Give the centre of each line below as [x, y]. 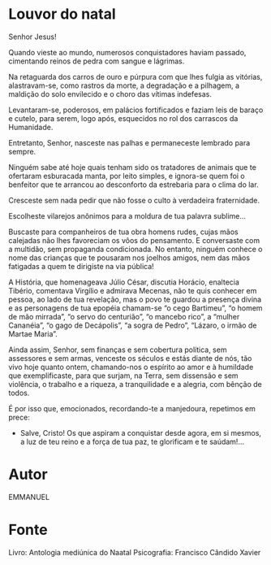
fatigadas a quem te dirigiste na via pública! [81, 266]
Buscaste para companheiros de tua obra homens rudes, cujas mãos [123, 232]
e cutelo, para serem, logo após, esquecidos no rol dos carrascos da [123, 118]
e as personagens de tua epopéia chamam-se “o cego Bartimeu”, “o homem [135, 308]
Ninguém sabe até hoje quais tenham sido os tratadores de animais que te [133, 167]
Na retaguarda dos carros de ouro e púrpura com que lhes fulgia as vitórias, [135, 76]
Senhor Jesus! [32, 37]
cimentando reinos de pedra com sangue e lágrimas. [97, 61]
